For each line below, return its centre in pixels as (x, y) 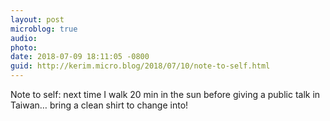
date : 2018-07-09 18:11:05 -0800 (80, 57)
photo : (24, 47)
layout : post (37, 19)
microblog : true (44, 29)
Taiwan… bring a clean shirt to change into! (99, 105)
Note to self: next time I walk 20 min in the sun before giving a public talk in (165, 94)
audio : (24, 38)
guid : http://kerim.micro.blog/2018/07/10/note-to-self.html (140, 66)
